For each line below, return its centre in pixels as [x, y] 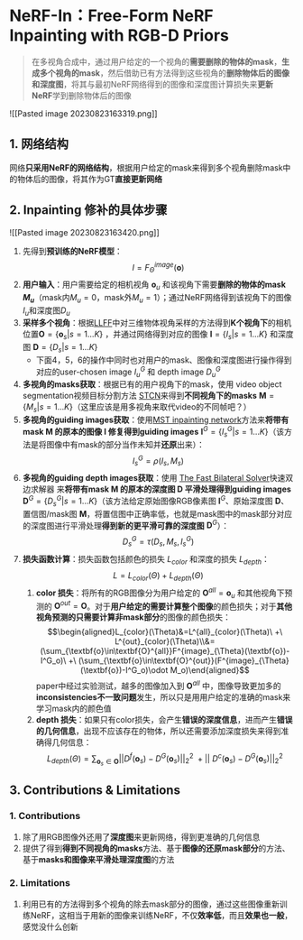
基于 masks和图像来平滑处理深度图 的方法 [98, 859]
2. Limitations [40, 883]
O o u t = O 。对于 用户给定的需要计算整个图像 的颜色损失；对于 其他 [173, 605]
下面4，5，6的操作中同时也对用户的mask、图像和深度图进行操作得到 [164, 360]
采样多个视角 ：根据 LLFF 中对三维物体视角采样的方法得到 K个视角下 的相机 [157, 323]
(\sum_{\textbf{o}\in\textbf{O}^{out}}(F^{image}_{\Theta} [184, 660]
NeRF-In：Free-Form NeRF [111, 16]
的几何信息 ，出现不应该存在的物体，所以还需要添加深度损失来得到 [158, 731]
